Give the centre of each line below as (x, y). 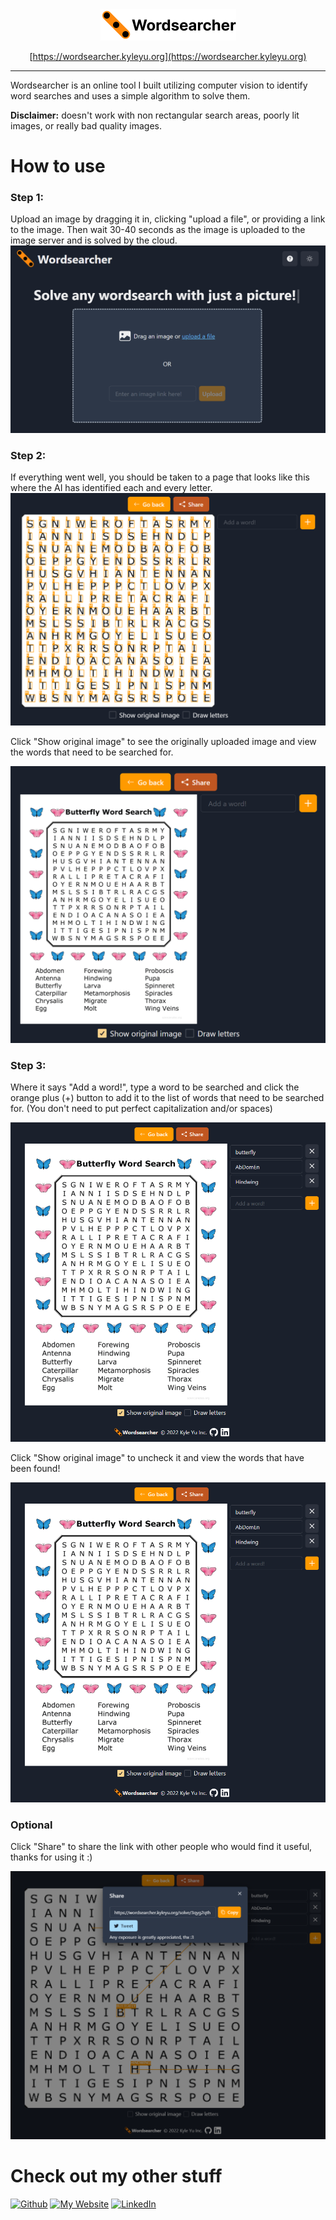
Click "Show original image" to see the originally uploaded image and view (163, 742)
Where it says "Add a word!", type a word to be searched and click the (155, 1087)
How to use (58, 166)
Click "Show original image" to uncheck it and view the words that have (157, 1458)
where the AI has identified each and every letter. (111, 488)
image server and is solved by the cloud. (94, 240)
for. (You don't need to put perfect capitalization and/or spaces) (141, 1108)
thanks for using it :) (51, 1857)
